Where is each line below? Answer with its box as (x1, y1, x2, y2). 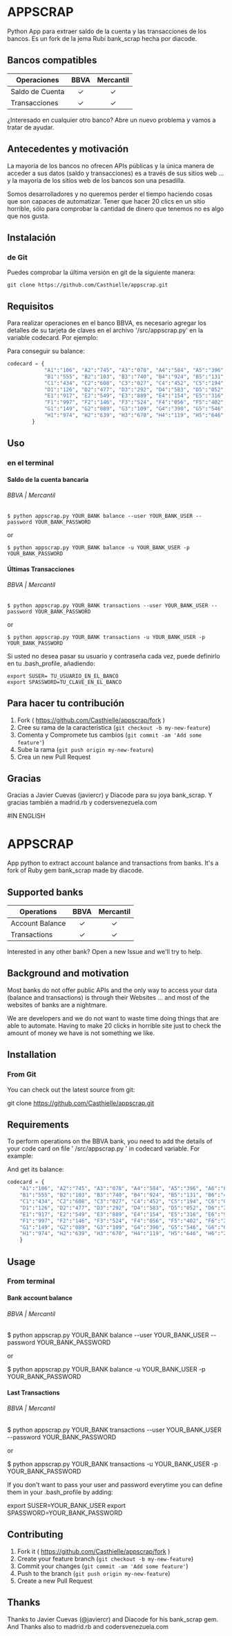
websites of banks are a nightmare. (7, 1000, 108, 1009)
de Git (7, 252, 28, 262)
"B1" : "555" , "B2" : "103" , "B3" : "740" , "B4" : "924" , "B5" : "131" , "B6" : (19, 1192, 221, 1198)
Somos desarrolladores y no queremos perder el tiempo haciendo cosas (7, 190, 213, 198)
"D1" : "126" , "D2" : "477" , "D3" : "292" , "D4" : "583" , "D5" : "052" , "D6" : (19, 1204, 221, 1212)
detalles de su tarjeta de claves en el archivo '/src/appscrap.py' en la (7, 326, 204, 334)
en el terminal (7, 458, 54, 468)
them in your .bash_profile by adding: (7, 1488, 113, 1496)
